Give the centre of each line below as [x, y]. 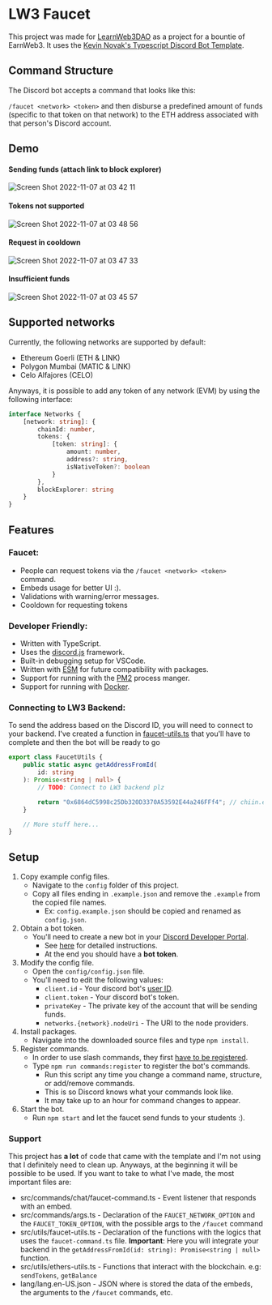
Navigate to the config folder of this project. [106, 885]
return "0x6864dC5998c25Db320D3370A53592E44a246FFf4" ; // [137, 802]
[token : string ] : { [84, 444]
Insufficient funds [39, 279]
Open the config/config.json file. [89, 971]
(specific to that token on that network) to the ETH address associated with [134, 114]
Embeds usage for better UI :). [70, 588]
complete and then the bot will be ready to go [84, 742]
